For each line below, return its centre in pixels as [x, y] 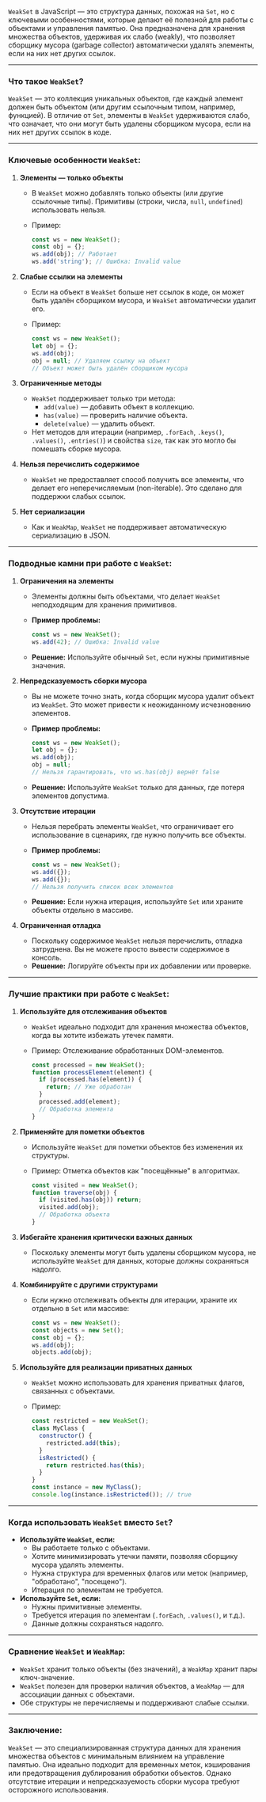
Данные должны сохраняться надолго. [98, 1624]
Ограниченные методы [61, 383]
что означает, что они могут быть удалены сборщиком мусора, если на [130, 124]
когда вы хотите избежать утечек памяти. [103, 1035]
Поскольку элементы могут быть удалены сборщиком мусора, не [144, 1252]
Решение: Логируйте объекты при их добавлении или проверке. [141, 966]
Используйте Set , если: [60, 1599]
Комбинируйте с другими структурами [89, 1284]
